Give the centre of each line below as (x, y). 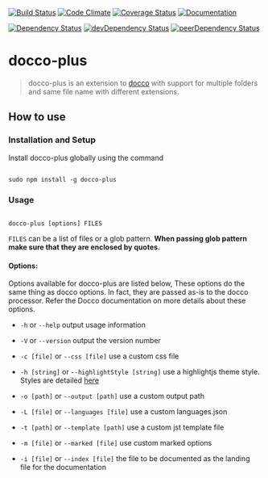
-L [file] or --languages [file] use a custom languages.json (124, 412)
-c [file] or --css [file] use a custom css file (99, 356)
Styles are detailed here (59, 380)
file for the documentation (63, 468)
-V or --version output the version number (90, 341)
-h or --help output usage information (83, 325)
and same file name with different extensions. (103, 91)
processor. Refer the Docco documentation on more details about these (127, 301)
